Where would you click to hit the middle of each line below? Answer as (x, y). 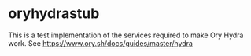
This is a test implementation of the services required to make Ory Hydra (126, 35)
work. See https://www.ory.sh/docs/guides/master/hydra (100, 43)
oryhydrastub (54, 14)
